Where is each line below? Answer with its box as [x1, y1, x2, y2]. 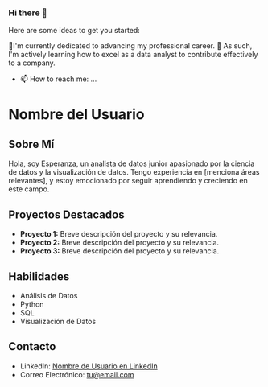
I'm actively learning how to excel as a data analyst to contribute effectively [8, 50, 258, 60]
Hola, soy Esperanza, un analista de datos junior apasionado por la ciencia [8, 159, 255, 168]
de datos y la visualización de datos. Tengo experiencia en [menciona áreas [8, 167, 260, 177]
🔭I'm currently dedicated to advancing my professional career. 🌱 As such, [8, 41, 253, 51]
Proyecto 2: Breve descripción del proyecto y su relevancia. [19, 237, 220, 248]
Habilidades [8, 270, 70, 283]
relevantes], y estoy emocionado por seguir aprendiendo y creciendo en [8, 176, 248, 186]
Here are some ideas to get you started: [8, 26, 141, 35]
